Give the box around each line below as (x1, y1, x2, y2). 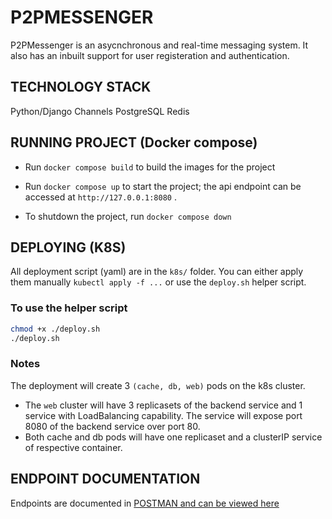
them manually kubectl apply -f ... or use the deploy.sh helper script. (10, 276, 307, 288)
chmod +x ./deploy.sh (10, 324, 101, 334)
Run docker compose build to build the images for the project (24, 161, 276, 173)
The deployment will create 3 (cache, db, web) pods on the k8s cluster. (10, 379, 306, 391)
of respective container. (24, 441, 123, 453)
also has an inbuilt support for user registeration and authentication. (10, 49, 290, 61)
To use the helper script (10, 301, 128, 315)
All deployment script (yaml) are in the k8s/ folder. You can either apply (10, 266, 304, 278)
